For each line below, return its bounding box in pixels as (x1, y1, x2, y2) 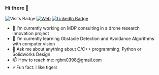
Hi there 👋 (5, 4, 30, 11)
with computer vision (12, 41, 55, 47)
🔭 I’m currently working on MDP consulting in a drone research (12, 25, 140, 31)
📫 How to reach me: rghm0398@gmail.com (12, 57, 102, 63)
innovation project (12, 31, 49, 37)
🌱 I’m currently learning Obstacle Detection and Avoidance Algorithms (12, 36, 154, 41)
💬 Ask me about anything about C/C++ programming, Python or (12, 46, 142, 52)
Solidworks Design (12, 51, 51, 57)
